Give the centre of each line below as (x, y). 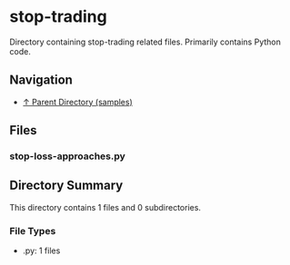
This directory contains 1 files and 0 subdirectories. (105, 207)
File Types (33, 231)
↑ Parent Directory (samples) (78, 102)
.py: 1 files (41, 250)
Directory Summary (66, 186)
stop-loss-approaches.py (67, 156)
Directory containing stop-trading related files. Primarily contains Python (145, 42)
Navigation (41, 80)
